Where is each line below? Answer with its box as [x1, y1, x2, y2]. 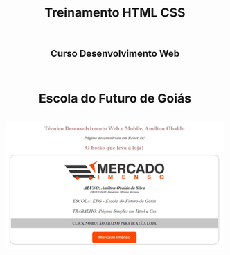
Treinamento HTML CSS [44, 5, 186, 21]
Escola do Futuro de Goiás [38, 90, 192, 106]
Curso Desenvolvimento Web [50, 48, 180, 60]
